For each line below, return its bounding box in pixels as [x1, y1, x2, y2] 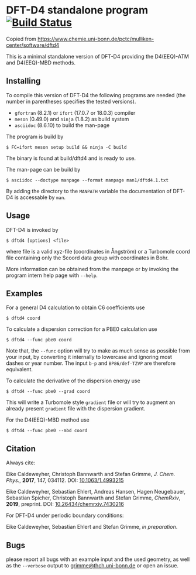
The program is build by [6, 133, 64, 140]
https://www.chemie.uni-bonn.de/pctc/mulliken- [37, 35, 154, 42]
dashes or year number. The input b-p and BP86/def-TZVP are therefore [6, 360, 176, 367]
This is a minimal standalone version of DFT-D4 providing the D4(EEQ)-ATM [6, 53, 189, 60]
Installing [6, 76, 41, 86]
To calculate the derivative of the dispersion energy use [6, 377, 140, 384]
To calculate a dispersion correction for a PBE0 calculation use [6, 326, 157, 333]
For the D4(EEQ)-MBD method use [6, 416, 90, 423]
